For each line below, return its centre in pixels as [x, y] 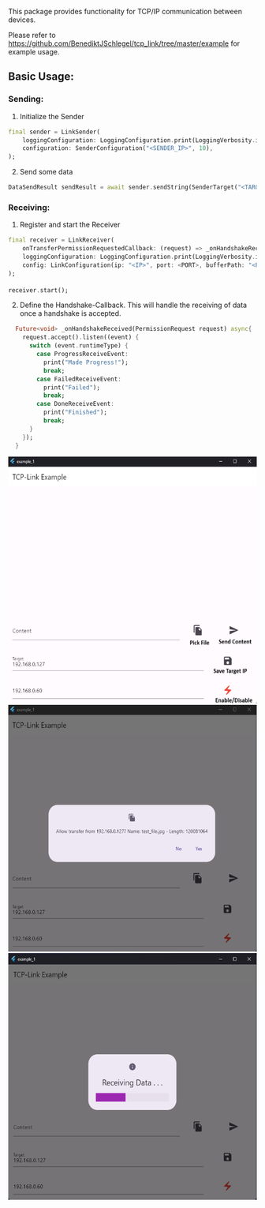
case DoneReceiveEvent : [75, 404]
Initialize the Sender [52, 116]
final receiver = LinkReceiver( [61, 240]
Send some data [46, 172]
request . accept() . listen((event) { [81, 338]
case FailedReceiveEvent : [79, 379]
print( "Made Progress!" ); [86, 362]
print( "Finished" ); [75, 413]
